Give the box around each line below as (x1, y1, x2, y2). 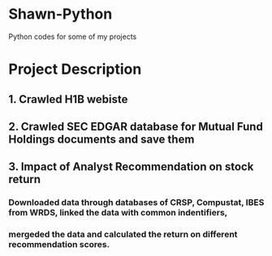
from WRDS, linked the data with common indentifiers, (8, 207, 228, 219)
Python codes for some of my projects (8, 32, 137, 41)
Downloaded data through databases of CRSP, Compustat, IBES (8, 197, 265, 208)
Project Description (8, 60, 142, 79)
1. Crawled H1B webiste (8, 92, 128, 106)
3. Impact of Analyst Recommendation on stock (8, 160, 254, 174)
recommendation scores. (8, 239, 110, 250)
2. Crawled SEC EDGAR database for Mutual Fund (8, 119, 264, 134)
